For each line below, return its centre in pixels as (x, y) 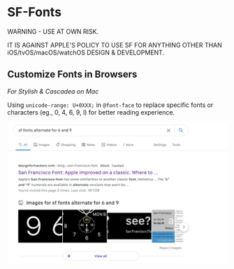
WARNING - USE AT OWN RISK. (53, 31)
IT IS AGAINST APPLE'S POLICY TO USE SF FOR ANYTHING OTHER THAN (115, 45)
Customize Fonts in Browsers (72, 74)
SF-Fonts (34, 12)
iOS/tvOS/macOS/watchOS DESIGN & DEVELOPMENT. (86, 52)
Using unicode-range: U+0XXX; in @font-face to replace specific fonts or (110, 105)
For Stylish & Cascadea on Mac (53, 91)
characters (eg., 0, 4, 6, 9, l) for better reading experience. (91, 112)
